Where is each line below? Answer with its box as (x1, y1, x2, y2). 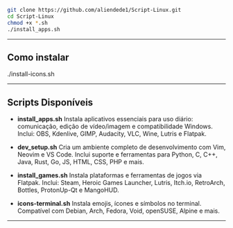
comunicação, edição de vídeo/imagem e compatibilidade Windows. (17, 122, 213, 131)
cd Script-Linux (7, 12, 54, 20)
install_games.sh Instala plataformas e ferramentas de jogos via (17, 171, 202, 179)
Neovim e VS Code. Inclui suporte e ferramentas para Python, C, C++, (17, 150, 218, 159)
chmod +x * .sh (7, 19, 49, 26)
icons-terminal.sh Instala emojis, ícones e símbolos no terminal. (17, 200, 202, 208)
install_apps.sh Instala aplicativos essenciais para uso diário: (17, 115, 193, 123)
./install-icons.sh (7, 70, 55, 78)
